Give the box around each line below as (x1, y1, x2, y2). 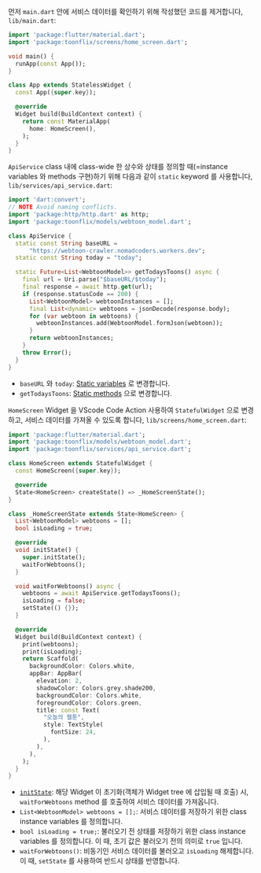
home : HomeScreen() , (28, 124, 97, 132)
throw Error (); (22, 349, 72, 357)
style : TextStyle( (42, 721, 104, 729)
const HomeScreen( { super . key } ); (15, 467, 122, 475)
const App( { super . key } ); (15, 89, 97, 97)
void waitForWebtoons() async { (15, 582, 122, 590)
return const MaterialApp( (22, 117, 111, 125)
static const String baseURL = (15, 239, 118, 247)
